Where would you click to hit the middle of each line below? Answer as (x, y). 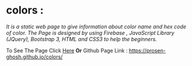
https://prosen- (147, 50)
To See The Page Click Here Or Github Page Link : (67, 50)
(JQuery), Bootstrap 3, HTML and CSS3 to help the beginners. (82, 39)
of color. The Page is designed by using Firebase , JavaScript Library (90, 32)
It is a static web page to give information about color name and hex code (96, 27)
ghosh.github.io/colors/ (34, 57)
